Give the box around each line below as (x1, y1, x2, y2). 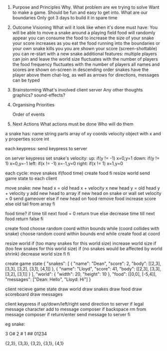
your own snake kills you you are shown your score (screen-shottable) (12, 46, 158, 51)
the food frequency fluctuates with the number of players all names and (12, 62, 160, 67)
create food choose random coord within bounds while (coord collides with (5, 226, 160, 231)
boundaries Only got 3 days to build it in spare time (12, 15, 118, 20)
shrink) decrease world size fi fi (5, 251, 70, 257)
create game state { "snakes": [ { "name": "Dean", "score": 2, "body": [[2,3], (5, 261, 162, 266)
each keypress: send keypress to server (5, 146, 87, 151)
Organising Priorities (12, 102, 55, 107)
